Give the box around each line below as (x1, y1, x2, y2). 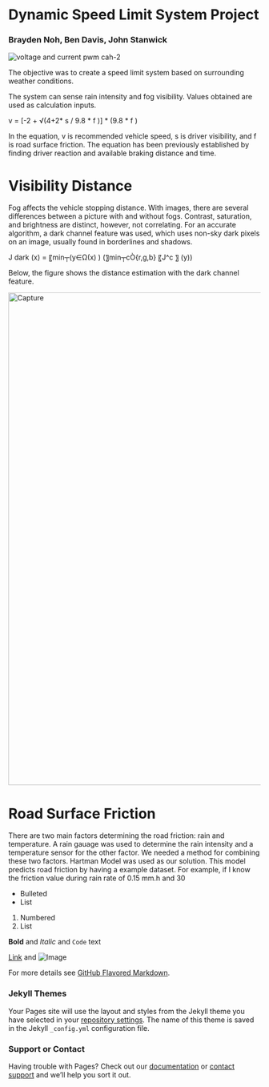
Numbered (19, 913, 56, 923)
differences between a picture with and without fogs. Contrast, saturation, (8, 211, 252, 221)
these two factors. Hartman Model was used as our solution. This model (8, 856, 246, 866)
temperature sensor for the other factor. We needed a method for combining (8, 847, 260, 858)
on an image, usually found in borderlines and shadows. (8, 237, 193, 247)
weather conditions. (8, 76, 74, 86)
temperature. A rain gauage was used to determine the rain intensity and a (8, 839, 254, 849)
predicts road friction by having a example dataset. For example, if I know (8, 865, 251, 875)
